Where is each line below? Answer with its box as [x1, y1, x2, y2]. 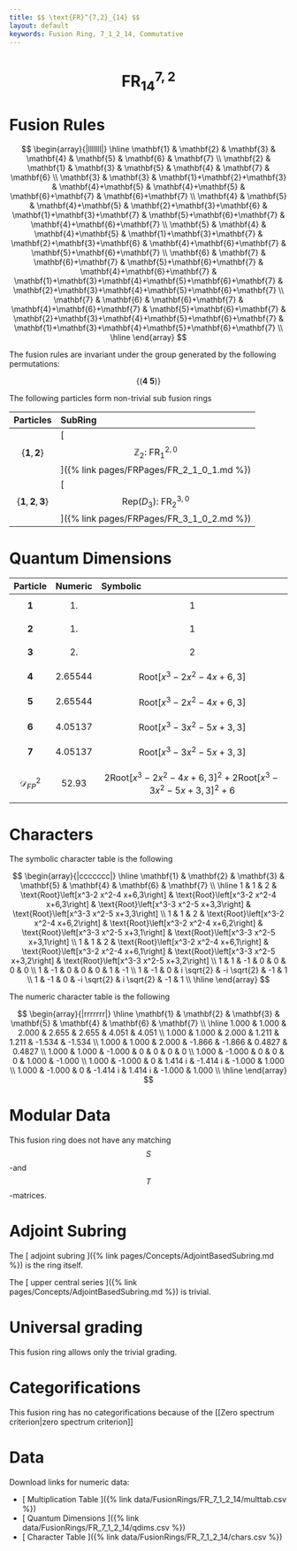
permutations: [9, 359, 60, 369]
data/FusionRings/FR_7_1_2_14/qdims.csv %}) [21, 1522, 186, 1532]
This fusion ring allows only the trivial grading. [9, 1347, 178, 1358]
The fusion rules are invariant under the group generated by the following [9, 349, 277, 360]
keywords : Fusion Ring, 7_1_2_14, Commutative [9, 29, 184, 38]
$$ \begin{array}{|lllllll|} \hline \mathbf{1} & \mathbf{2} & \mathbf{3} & [20, 143, 277, 155]
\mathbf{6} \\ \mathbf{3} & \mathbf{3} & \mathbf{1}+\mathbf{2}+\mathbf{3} [10, 172, 287, 182]
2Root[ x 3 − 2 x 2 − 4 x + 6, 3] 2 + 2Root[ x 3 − [104, 770, 278, 784]
